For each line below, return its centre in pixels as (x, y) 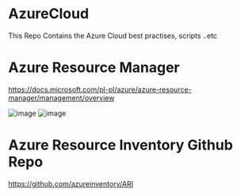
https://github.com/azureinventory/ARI (71, 183)
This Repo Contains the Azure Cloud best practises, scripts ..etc (113, 36)
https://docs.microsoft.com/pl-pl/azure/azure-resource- (100, 89)
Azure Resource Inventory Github (121, 145)
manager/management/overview (61, 98)
